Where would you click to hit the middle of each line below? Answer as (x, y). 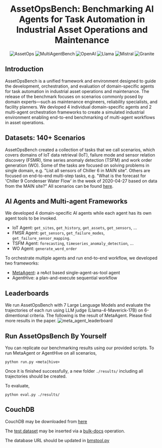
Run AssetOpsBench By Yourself (56, 336)
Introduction (24, 69)
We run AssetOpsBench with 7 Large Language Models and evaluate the (78, 305)
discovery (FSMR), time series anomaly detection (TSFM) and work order (79, 160)
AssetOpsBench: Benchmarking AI (82, 9)
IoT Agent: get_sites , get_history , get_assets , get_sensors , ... (75, 228)
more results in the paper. (31, 321)
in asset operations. (25, 122)
